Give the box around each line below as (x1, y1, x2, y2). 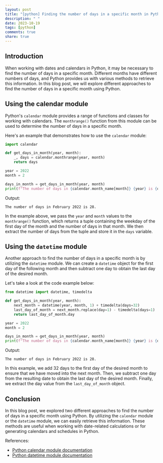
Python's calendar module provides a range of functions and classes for (5, 113, 149, 119)
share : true (5, 34, 29, 39)
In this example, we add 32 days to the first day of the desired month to (5, 365, 148, 371)
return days (14, 160, 38, 165)
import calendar (5, 142, 38, 147)
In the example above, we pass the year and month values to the (5, 213, 132, 219)
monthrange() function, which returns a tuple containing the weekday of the (5, 218, 155, 224)
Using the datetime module (5, 242, 87, 251)
